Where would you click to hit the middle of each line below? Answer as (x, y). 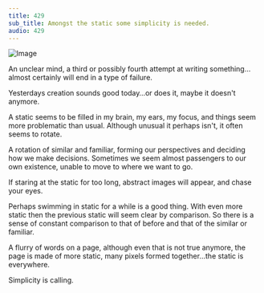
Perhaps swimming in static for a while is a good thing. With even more (126, 206)
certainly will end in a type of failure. (92, 78)
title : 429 (26, 16)
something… (230, 69)
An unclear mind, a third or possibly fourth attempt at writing (108, 69)
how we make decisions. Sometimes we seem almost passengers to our (128, 158)
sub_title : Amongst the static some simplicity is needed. (109, 23)
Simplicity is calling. (41, 280)
